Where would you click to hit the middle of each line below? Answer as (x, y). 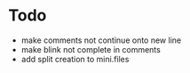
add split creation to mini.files (75, 59)
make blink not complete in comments (91, 49)
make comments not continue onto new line (101, 40)
